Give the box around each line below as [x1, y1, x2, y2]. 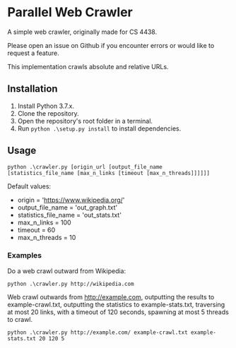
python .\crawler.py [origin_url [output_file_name [7, 163, 163, 170]
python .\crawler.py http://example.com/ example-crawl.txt [7, 329, 189, 336]
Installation [7, 83, 58, 95]
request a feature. [7, 49, 59, 57]
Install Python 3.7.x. [17, 102, 74, 110]
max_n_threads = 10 [17, 233, 76, 241]
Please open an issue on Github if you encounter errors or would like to [7, 41, 215, 49]
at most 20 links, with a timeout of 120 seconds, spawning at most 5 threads [7, 308, 230, 316]
